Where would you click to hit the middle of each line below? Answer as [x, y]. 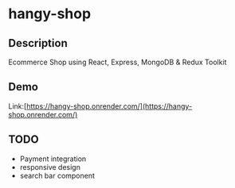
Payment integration [53, 159]
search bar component [57, 175]
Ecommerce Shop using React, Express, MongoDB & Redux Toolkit [117, 62]
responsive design [50, 167]
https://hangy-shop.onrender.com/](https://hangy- [110, 106]
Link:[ [18, 106]
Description [38, 43]
